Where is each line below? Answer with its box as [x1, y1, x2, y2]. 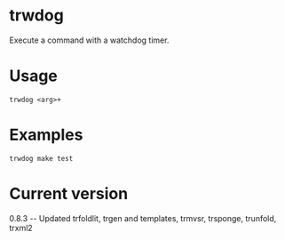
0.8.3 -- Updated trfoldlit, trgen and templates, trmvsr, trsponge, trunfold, [9, 212, 277, 223]
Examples [9, 125, 83, 145]
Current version [9, 184, 129, 204]
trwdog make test [9, 154, 74, 163]
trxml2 [9, 222, 33, 233]
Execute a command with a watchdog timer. [9, 35, 170, 45]
